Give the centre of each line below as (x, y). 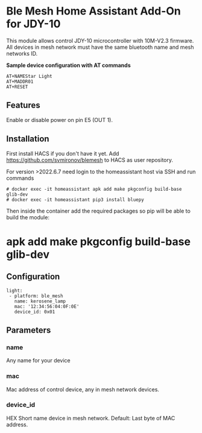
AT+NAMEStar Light (29, 76)
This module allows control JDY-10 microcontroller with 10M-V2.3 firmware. (100, 40)
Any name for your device (38, 361)
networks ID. (22, 53)
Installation (28, 139)
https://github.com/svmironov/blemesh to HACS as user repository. (90, 160)
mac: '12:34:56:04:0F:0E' (47, 306)
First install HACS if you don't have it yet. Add (63, 153)
